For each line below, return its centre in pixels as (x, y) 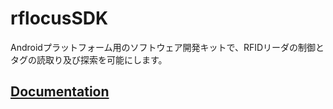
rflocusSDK (59, 18)
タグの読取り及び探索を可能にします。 (89, 59)
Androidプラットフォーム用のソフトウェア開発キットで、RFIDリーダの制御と (167, 47)
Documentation (60, 92)
